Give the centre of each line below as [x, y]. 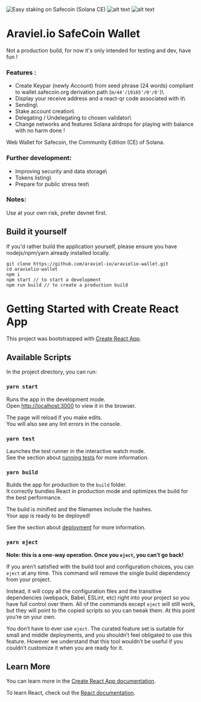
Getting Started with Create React [93, 309]
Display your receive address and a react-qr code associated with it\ [100, 98]
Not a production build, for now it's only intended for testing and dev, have [99, 50]
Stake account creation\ [45, 111]
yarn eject [22, 543]
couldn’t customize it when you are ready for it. [65, 648]
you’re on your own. [31, 617]
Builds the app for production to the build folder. [67, 485]
